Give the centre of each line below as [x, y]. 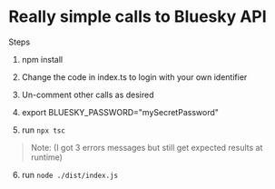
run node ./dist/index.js [70, 174]
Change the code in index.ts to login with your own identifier [134, 77]
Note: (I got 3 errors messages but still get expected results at [147, 147]
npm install [42, 59]
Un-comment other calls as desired [88, 94]
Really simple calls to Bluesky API [137, 17]
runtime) [46, 157]
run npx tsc [43, 130]
